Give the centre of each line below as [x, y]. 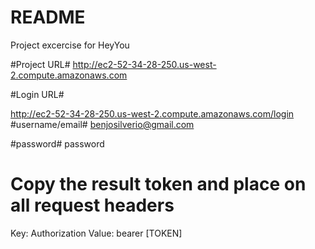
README [48, 17]
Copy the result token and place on [158, 184]
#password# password [57, 143]
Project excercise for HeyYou [70, 45]
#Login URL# [37, 94]
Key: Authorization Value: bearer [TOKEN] [96, 233]
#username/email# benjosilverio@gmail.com [102, 124]
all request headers [92, 205]
